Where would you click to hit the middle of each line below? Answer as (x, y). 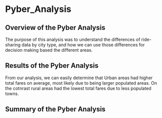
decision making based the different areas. (49, 50)
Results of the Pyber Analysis (52, 66)
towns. (12, 94)
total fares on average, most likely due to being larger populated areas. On (81, 83)
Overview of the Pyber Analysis (55, 28)
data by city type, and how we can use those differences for (83, 45)
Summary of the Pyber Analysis (55, 109)
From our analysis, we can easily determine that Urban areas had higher (79, 78)
